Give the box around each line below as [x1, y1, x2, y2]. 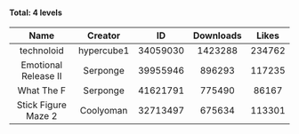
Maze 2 [26, 110, 58, 122]
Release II [20, 70, 62, 83]
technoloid [19, 44, 64, 57]
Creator [87, 29, 121, 42]
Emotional [20, 59, 63, 71]
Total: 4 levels [9, 7, 62, 18]
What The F [17, 84, 67, 97]
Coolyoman [79, 105, 128, 117]
